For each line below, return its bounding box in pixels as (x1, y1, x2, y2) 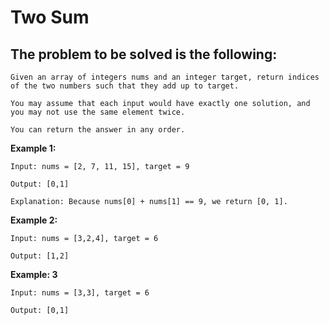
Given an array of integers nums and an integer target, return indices (10, 72, 320, 82)
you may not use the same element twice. (10, 107, 186, 117)
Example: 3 (10, 269, 58, 280)
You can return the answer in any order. (10, 125, 186, 135)
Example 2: (10, 214, 58, 226)
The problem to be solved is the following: (10, 46, 278, 63)
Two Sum (10, 6, 90, 29)
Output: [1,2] (10, 251, 70, 261)
